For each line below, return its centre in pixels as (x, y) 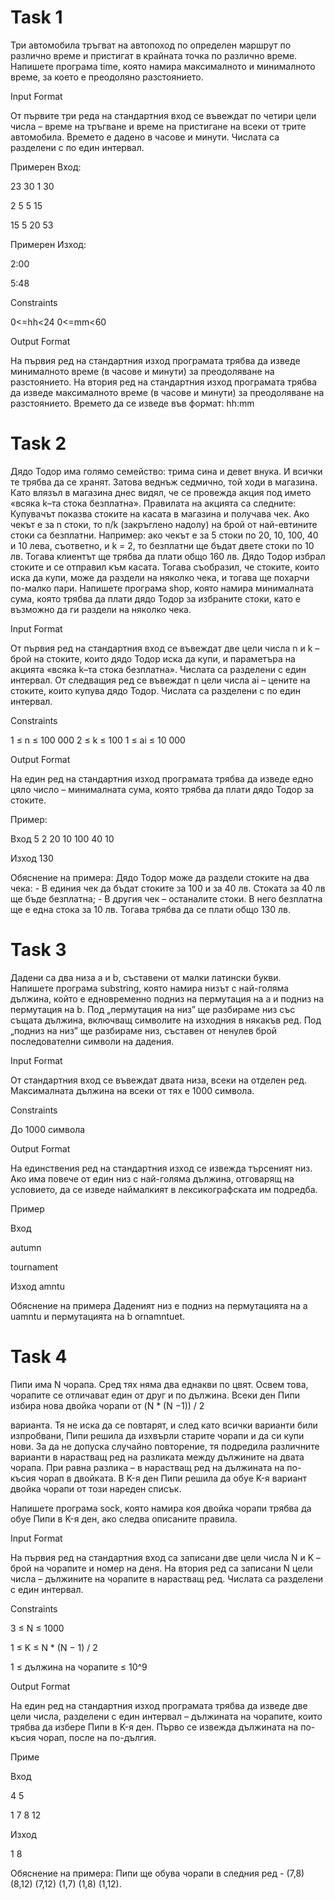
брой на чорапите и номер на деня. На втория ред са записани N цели (161, 1568)
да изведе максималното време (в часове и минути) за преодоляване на (167, 392)
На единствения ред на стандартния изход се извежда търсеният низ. (161, 1168)
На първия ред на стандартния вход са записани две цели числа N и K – (166, 1557)
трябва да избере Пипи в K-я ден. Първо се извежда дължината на (154, 1727)
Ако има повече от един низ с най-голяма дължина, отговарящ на (152, 1178)
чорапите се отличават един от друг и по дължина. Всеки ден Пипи (155, 1395)
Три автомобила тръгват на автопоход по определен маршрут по (151, 45)
